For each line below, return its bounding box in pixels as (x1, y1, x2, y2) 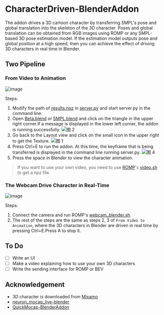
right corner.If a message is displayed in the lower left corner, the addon (12, 120, 159, 126)
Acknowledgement (5, 281, 65, 289)
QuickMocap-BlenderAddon (12, 304, 69, 310)
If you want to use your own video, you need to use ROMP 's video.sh (17, 164, 158, 170)
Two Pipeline (5, 60, 46, 68)
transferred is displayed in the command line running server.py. (12, 149, 141, 155)
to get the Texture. (12, 138, 50, 143)
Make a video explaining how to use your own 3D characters (12, 260, 135, 266)
